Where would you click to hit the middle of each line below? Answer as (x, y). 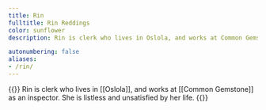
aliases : (23, 59)
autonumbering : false (44, 52)
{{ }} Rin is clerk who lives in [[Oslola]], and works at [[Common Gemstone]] (131, 89)
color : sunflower (37, 30)
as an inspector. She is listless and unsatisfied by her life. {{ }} (108, 97)
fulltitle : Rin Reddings (49, 23)
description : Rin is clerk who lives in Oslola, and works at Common (125, 38)
